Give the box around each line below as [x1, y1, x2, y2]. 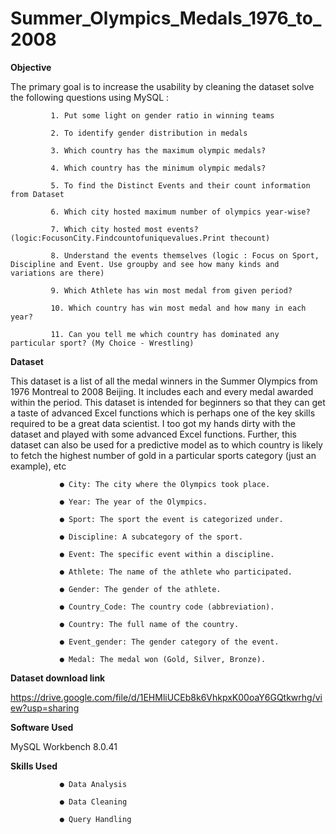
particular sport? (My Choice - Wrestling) [10, 338, 195, 348]
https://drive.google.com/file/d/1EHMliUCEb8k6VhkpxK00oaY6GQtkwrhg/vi [10, 691, 323, 703]
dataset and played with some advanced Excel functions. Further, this [10, 428, 297, 440]
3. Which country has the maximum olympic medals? [50, 145, 267, 156]
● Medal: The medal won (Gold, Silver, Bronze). [59, 654, 267, 664]
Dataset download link [10, 672, 106, 684]
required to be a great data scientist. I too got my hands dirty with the [10, 417, 297, 429]
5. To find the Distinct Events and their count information [50, 180, 311, 191]
